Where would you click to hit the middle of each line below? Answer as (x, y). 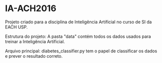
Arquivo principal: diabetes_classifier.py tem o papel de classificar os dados (81, 51)
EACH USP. (17, 27)
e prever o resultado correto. (34, 56)
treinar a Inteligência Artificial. (35, 41)
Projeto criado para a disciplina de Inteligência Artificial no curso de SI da (79, 22)
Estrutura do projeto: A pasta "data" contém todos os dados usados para (78, 36)
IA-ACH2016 (31, 8)
